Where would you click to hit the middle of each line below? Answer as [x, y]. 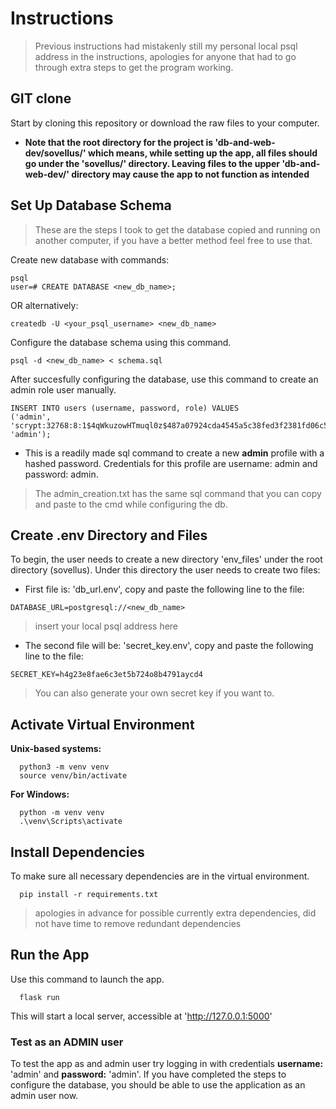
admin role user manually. [63, 389]
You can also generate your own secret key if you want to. [154, 693]
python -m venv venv [62, 813]
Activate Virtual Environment [102, 724]
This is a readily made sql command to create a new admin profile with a [174, 453]
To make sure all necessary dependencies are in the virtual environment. [160, 876]
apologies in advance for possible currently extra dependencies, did [175, 913]
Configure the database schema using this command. [121, 342]
